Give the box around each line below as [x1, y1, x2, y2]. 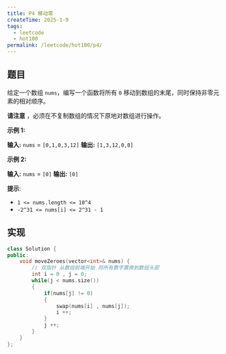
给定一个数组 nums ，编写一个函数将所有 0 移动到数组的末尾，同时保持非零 [7, 88, 214, 97]
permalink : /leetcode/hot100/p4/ [7, 42, 103, 49]
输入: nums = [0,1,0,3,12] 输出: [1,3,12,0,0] [7, 140, 134, 149]
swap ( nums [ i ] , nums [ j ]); [55, 303, 130, 309]
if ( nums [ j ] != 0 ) [43, 290, 94, 296]
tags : [7, 23, 23, 29]
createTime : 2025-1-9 [7, 16, 69, 23]
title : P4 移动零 [7, 10, 53, 17]
